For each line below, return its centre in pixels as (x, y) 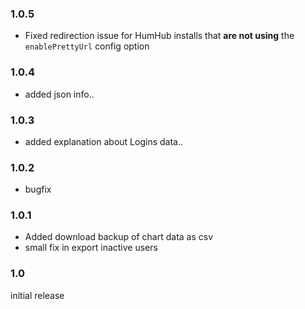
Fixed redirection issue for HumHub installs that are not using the (159, 36)
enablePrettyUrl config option (87, 46)
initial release (37, 295)
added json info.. (59, 94)
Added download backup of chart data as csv (119, 237)
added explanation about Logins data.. (104, 141)
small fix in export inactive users (91, 248)
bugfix (38, 189)
